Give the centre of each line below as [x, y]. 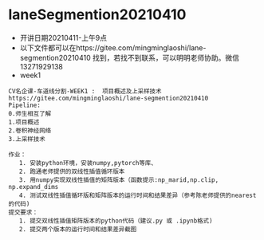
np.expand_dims [33, 187]
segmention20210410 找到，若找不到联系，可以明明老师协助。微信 [129, 57]
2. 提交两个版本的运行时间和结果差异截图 [78, 229]
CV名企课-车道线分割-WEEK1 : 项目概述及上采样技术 [85, 91]
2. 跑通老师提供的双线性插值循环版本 [72, 171]
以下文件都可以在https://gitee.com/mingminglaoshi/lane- [113, 47]
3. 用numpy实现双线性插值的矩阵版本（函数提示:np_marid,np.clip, [119, 180]
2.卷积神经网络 [30, 130]
